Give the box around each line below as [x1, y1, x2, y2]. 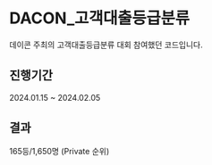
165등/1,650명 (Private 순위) [9, 145, 110, 156]
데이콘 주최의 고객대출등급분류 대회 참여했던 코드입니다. [9, 39, 203, 50]
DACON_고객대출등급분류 [9, 8, 191, 29]
